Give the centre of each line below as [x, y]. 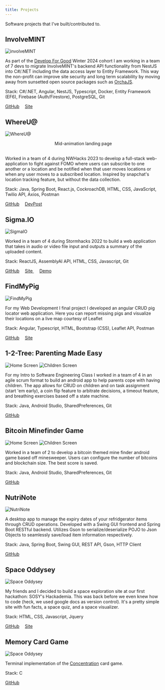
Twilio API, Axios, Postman [32, 194]
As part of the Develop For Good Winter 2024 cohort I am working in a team [82, 61]
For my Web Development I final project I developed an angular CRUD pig [80, 308]
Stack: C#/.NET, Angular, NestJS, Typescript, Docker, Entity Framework [78, 92]
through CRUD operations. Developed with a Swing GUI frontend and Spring [83, 524]
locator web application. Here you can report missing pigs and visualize [78, 313]
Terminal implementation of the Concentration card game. [64, 663]
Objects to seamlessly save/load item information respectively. [69, 535]
